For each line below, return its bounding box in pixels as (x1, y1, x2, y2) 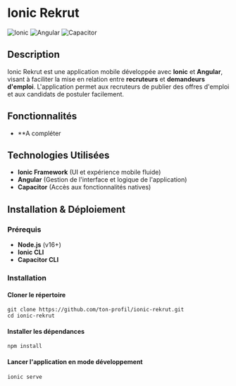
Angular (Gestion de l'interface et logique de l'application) (17, 175, 187, 184)
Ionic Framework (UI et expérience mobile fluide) (17, 168, 161, 177)
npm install (7, 343, 42, 350)
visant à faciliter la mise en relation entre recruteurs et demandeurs (7, 75, 206, 83)
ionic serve (7, 373, 42, 380)
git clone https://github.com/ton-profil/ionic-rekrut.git (7, 306, 185, 313)
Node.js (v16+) (17, 241, 62, 249)
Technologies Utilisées (7, 149, 110, 161)
